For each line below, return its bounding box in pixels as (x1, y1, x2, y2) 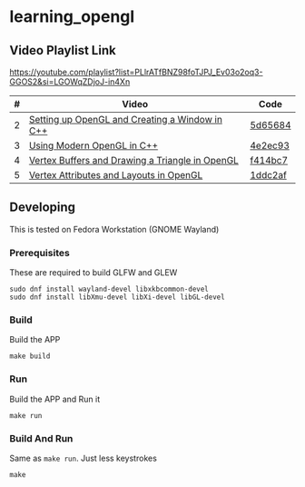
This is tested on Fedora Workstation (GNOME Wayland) (9, 224, 220, 234)
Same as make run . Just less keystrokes (9, 452, 157, 463)
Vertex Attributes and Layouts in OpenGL (28, 169, 203, 181)
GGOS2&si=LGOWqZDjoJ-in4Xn (9, 76, 131, 87)
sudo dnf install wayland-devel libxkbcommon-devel (9, 284, 209, 294)
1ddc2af (249, 169, 288, 181)
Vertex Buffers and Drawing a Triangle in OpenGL (28, 154, 239, 166)
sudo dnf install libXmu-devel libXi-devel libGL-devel (9, 293, 225, 302)
